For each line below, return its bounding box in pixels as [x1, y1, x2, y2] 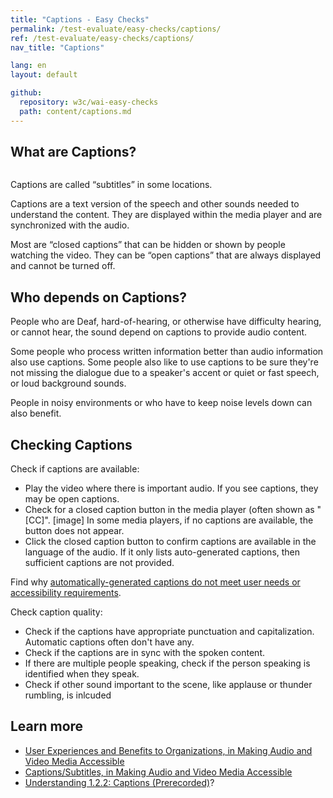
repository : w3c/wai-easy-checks [19, 97, 159, 107]
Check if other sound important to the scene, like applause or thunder [24, 679, 313, 691]
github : [10, 88, 43, 98]
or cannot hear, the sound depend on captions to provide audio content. [10, 326, 308, 338]
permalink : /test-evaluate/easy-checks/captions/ [10, 24, 222, 34]
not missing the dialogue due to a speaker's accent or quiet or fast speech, [10, 367, 320, 379]
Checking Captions [10, 436, 133, 453]
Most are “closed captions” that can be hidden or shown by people [10, 239, 286, 251]
